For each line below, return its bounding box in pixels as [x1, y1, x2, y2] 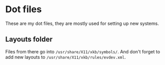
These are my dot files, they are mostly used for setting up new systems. [5, 20, 159, 26]
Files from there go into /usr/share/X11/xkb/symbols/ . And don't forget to [5, 48, 160, 54]
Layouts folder [5, 35, 53, 44]
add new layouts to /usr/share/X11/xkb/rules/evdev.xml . [5, 54, 126, 60]
